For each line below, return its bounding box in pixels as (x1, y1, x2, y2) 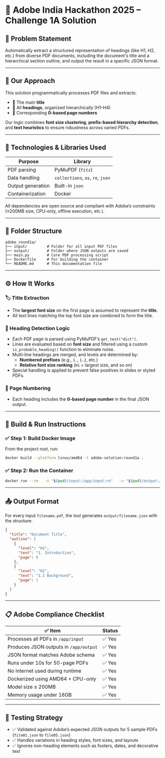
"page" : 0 (18, 555, 38, 560)
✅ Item (44, 627, 61, 634)
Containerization (7, 190, 46, 197)
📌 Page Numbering (5, 385, 51, 392)
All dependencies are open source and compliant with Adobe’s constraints (5, 203, 156, 208)
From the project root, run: (5, 446, 58, 452)
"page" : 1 (18, 578, 38, 583)
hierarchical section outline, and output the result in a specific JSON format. (5, 58, 159, 63)
